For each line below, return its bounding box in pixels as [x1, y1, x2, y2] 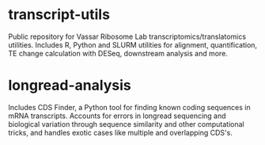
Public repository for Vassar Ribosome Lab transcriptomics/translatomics [8, 32, 247, 41]
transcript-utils [8, 6, 111, 24]
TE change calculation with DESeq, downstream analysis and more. [8, 48, 228, 58]
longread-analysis [8, 77, 132, 94]
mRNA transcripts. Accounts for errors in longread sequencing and [8, 111, 227, 120]
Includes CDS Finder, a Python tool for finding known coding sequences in [8, 102, 251, 112]
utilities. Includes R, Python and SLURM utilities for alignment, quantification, [8, 40, 258, 49]
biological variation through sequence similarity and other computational [8, 119, 244, 128]
